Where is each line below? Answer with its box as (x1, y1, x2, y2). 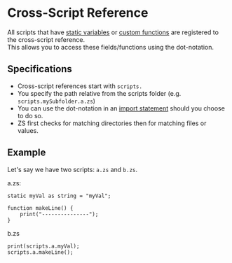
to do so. (17, 111, 43, 120)
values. (17, 126, 39, 134)
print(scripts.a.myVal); (7, 243, 80, 250)
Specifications (7, 63, 72, 75)
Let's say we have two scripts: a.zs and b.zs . (7, 165, 138, 173)
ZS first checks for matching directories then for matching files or (17, 119, 207, 127)
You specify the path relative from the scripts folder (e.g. (17, 89, 182, 97)
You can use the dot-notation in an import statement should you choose (17, 104, 226, 113)
